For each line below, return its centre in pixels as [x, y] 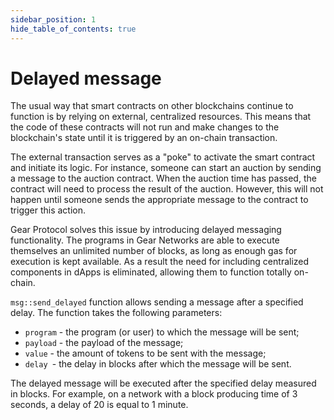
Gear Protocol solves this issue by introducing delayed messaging [146, 230]
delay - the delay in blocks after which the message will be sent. [158, 364]
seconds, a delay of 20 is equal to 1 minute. [99, 405]
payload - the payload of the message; [104, 343]
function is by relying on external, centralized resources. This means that [161, 117]
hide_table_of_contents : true [73, 29]
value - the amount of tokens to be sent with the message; [145, 353]
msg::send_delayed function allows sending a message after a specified [157, 302]
